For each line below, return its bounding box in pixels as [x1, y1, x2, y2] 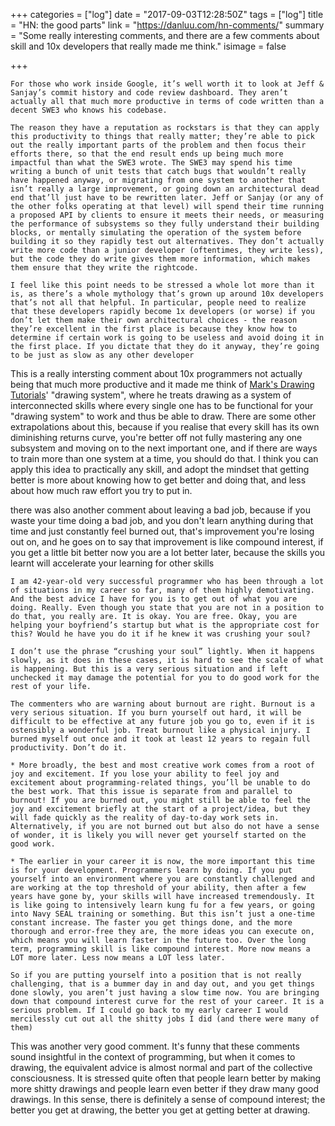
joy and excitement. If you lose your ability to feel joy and [10, 769, 280, 779]
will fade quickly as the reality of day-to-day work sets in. [10, 813, 280, 823]
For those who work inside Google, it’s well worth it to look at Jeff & [10, 79, 325, 89]
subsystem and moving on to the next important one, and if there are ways [10, 442, 318, 454]
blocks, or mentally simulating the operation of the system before [10, 228, 302, 238]
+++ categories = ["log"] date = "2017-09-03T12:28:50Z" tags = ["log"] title [10, 9, 324, 20]
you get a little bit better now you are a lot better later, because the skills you [10, 547, 326, 558]
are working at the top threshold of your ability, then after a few [10, 883, 307, 893]
